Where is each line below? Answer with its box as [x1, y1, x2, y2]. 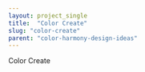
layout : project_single [8, 11, 88, 20]
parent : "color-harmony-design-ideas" [8, 34, 138, 42]
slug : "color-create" [8, 26, 81, 34]
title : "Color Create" [8, 19, 88, 27]
